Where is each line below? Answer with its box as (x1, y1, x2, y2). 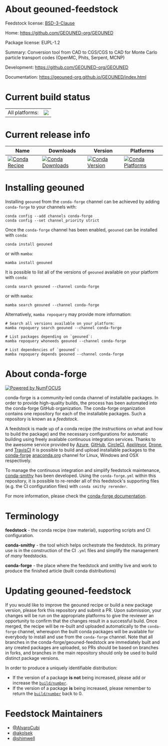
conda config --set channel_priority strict (5, 218, 99, 223)
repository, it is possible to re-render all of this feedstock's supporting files (5, 477, 159, 484)
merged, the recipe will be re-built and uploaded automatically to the (5, 623, 146, 629)
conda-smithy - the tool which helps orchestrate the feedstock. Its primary (5, 542, 160, 548)
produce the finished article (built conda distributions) (5, 568, 116, 574)
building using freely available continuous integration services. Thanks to (5, 436, 156, 442)
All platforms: (7, 109, 39, 116)
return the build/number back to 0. (12, 690, 83, 696)
